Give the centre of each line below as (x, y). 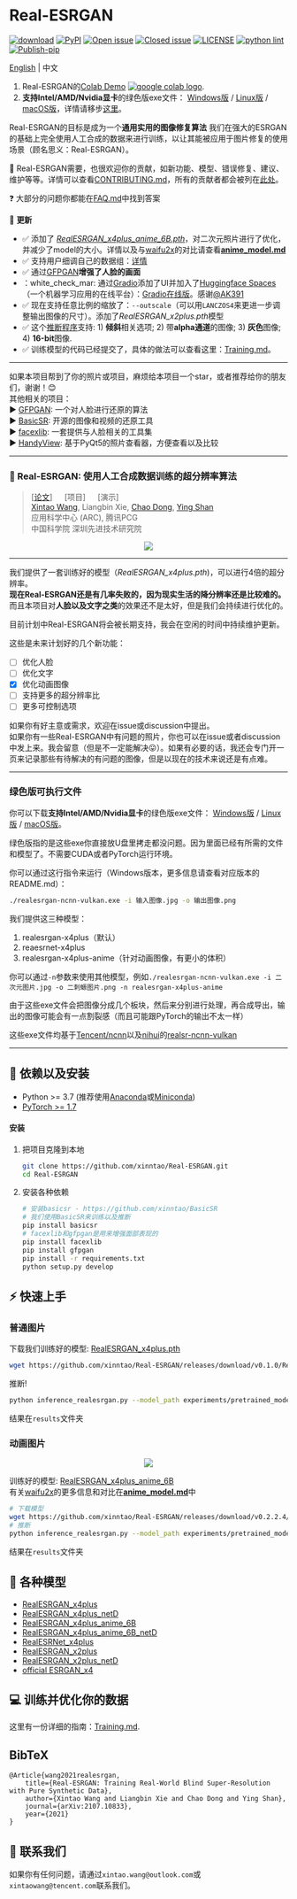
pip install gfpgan (58, 1250)
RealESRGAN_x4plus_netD (70, 1613)
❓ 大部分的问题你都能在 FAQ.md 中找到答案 (85, 198)
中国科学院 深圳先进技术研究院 (86, 529)
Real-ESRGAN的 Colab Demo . (113, 86)
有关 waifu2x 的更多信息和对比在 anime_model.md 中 (103, 1492)
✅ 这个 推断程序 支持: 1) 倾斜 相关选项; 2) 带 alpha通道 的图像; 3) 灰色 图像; (151, 327)
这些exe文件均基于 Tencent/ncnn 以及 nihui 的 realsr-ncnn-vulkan (123, 1034)
